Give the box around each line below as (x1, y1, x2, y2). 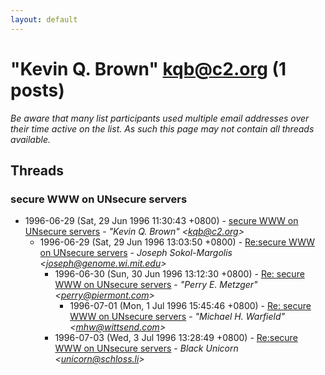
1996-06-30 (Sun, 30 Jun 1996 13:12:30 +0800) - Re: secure (54, 268, 305, 280)
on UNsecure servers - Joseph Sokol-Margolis (39, 247, 233, 259)
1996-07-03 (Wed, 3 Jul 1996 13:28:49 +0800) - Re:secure (54, 332, 298, 344)
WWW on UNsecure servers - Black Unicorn (54, 342, 239, 355)
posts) (10, 79, 65, 101)
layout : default (10, 14, 78, 25)
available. (10, 133, 52, 145)
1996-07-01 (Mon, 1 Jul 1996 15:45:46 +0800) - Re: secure (69, 300, 312, 312)
